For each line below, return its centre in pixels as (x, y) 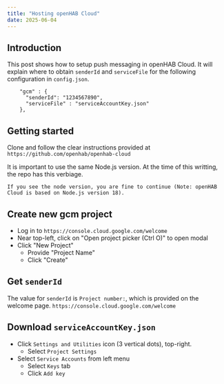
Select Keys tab (49, 365)
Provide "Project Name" (61, 252)
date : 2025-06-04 (32, 20)
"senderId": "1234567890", (64, 98)
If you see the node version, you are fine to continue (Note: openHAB (112, 187)
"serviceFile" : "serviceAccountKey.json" (87, 104)
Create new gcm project (60, 214)
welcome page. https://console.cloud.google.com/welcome (92, 305)
